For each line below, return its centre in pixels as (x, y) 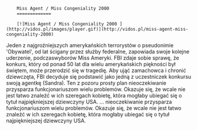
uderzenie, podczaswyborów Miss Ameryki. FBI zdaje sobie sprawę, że (93, 58)
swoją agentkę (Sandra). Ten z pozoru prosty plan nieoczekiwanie (86, 83)
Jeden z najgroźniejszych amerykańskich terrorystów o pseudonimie (90, 45)
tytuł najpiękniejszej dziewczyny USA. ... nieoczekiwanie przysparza (89, 102)
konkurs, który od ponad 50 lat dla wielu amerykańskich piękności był (91, 64)
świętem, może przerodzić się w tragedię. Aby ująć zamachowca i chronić (96, 70)
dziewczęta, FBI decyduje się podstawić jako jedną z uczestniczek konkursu (99, 77)
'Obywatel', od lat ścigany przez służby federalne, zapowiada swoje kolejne (98, 51)
